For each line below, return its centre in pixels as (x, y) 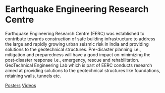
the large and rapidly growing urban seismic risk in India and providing (77, 44)
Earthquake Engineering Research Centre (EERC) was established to (75, 33)
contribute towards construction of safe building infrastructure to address (80, 39)
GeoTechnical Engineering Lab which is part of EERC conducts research (79, 65)
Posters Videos (21, 85)
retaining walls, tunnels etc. (33, 76)
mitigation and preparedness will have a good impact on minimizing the (78, 54)
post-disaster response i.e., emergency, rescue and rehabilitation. (72, 60)
